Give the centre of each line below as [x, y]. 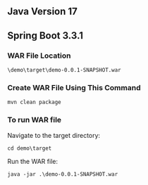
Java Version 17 [42, 12]
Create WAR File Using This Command [74, 88]
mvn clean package [34, 102]
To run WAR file [35, 120]
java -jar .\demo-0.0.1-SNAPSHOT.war [63, 174]
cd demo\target [30, 148]
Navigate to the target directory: [54, 135]
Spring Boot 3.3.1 [45, 36]
